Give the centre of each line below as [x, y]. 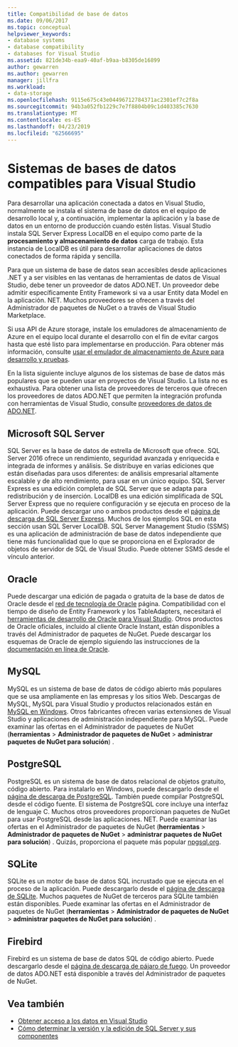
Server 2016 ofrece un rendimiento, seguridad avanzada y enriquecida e [113, 458]
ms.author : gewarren [38, 73]
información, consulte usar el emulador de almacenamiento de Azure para [116, 352]
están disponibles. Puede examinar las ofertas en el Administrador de [109, 904]
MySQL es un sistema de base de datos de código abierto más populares [115, 689]
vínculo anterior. [31, 557]
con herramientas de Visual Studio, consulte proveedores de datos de [109, 404]
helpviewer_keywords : [39, 34]
